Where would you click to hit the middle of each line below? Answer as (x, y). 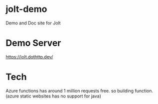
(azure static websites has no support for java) (54, 96)
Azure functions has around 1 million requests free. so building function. (79, 91)
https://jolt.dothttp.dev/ (29, 57)
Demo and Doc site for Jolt (33, 23)
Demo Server (33, 43)
